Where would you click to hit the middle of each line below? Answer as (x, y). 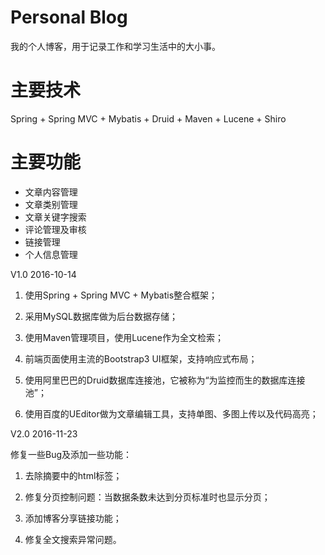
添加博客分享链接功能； (73, 518)
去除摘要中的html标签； (73, 475)
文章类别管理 (51, 204)
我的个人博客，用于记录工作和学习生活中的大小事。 (115, 46)
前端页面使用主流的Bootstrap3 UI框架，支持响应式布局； (141, 358)
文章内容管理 (51, 192)
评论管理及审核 (55, 229)
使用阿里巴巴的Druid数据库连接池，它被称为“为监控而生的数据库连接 (165, 380)
